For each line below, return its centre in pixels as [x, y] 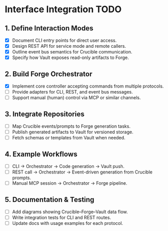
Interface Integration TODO [63, 9]
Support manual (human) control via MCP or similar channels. [76, 98]
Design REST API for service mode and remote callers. [69, 46]
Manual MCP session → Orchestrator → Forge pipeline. [70, 183]
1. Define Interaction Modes [49, 28]
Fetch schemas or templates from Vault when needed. [69, 138]
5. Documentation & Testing [49, 199]
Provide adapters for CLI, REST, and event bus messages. [72, 92]
